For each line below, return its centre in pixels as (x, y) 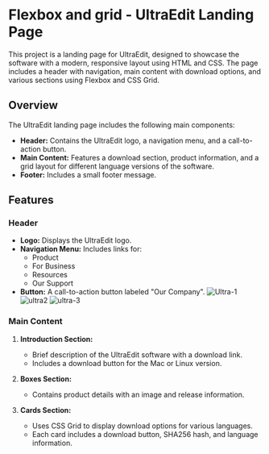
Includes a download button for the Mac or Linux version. (127, 363)
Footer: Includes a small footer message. (88, 174)
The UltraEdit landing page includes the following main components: (122, 125)
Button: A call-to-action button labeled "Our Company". (112, 292)
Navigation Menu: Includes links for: (81, 249)
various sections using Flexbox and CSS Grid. (84, 80)
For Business (54, 266)
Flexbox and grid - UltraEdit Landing (131, 15)
